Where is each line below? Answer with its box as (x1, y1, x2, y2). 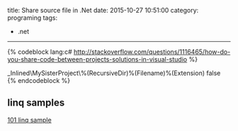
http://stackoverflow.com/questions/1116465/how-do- (73, 47, 231, 56)
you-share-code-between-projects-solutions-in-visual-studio (7, 55, 188, 63)
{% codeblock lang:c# (7, 47, 72, 56)
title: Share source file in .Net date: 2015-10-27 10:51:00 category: (7, 6, 199, 14)
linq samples (7, 97, 65, 109)
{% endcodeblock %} (7, 76, 71, 84)
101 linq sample (7, 115, 52, 124)
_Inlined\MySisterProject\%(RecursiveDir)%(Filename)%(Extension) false (7, 69, 221, 77)
